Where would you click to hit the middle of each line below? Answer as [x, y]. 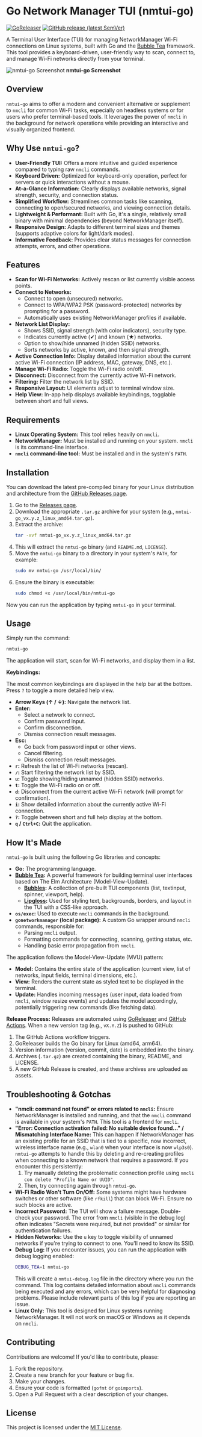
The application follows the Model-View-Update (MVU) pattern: [85, 957]
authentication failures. [43, 1230]
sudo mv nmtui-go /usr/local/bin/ [58, 570]
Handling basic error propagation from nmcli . [80, 946]
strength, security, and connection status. [66, 195]
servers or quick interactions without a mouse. [72, 182]
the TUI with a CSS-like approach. [66, 907]
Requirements [33, 420]
